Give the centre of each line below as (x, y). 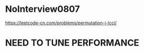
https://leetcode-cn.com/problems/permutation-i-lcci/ (61, 23)
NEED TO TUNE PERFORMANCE (72, 43)
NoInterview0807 (42, 9)
